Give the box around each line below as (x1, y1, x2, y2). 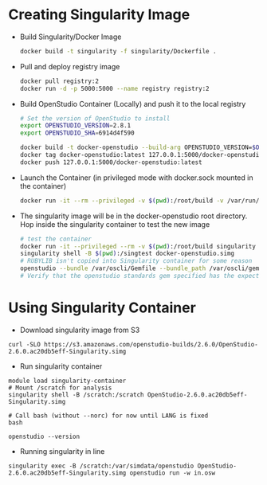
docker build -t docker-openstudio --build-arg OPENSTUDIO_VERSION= (19, 143, 253, 152)
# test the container (19, 235, 92, 243)
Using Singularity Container (8, 299, 197, 317)
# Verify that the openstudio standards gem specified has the (19, 272, 235, 280)
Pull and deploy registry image (19, 61, 120, 71)
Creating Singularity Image (8, 6, 190, 24)
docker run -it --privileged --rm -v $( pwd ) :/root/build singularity (19, 242, 257, 250)
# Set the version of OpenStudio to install (19, 114, 171, 123)
